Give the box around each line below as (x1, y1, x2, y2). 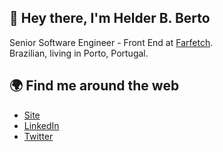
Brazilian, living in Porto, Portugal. (9, 47, 149, 59)
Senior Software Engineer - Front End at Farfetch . (9, 36, 214, 48)
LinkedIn (23, 119, 60, 131)
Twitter (23, 130, 54, 142)
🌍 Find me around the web (9, 77, 180, 95)
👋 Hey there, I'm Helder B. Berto (9, 10, 211, 27)
